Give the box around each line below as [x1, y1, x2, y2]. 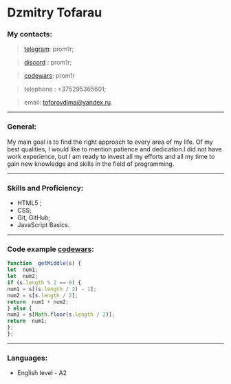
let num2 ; [7, 273, 38, 280]
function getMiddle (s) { [7, 260, 81, 267]
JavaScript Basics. [16, 221, 70, 229]
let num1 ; [7, 266, 38, 273]
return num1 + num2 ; [7, 298, 69, 306]
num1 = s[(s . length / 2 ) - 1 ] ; [7, 286, 97, 292]
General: [7, 122, 36, 131]
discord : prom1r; [23, 58, 72, 67]
